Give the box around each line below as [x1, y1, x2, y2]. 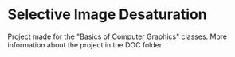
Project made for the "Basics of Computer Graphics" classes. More [7, 32, 228, 41]
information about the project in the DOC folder [7, 40, 163, 49]
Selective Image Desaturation [7, 6, 208, 24]
